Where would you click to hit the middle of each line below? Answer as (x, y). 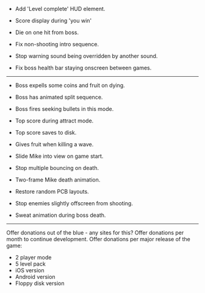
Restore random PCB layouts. (52, 192)
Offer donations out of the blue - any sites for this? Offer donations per (95, 233)
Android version (35, 277)
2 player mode (33, 257)
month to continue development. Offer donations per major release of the (98, 239)
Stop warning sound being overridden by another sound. (86, 56)
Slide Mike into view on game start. (59, 156)
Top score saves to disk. (46, 132)
